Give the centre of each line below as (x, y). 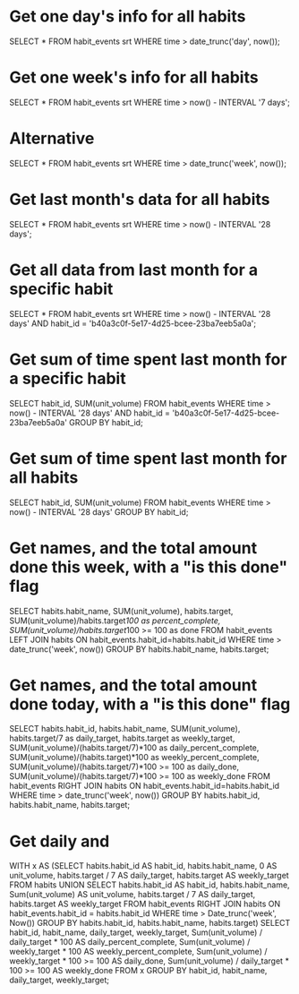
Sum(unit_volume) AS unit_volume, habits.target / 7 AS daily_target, (132, 895)
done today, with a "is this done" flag (150, 704)
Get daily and (60, 841)
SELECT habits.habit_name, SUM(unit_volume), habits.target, (121, 611)
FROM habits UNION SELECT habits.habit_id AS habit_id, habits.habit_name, (149, 885)
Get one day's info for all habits (128, 17)
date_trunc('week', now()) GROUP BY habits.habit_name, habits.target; (139, 649)
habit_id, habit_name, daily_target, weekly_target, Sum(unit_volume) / (136, 932)
